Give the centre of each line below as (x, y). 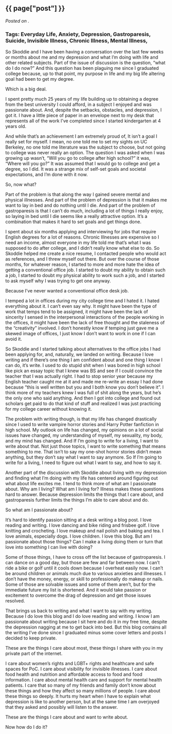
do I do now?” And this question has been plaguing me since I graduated (82, 68)
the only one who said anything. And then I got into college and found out (83, 398)
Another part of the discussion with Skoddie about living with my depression (86, 473)
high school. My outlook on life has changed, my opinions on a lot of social (84, 430)
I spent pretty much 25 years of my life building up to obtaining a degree (82, 99)
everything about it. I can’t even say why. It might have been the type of (81, 306)
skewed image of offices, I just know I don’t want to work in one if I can (80, 334)
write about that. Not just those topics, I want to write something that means (85, 446)
